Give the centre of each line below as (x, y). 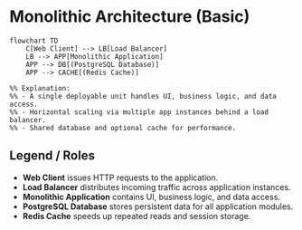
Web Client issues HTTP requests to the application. (120, 177)
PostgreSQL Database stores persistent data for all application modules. (158, 206)
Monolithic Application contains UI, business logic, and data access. (151, 196)
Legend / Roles (52, 156)
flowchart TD (34, 41)
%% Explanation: (40, 88)
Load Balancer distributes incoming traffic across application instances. (156, 187)
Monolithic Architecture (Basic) (130, 17)
